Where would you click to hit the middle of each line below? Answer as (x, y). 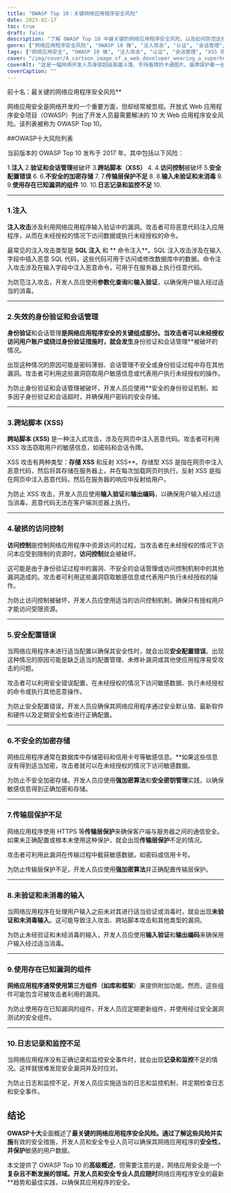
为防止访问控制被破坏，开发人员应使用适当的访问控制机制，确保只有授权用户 (115, 600)
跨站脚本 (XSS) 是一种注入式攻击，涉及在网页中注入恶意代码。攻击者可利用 (113, 439)
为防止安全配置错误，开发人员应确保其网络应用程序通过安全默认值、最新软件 (115, 706)
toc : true (21, 26)
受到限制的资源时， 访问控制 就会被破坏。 (82, 553)
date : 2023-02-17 (32, 20)
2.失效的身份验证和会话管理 (53, 316)
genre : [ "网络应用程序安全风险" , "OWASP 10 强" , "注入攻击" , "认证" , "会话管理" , (116, 45)
